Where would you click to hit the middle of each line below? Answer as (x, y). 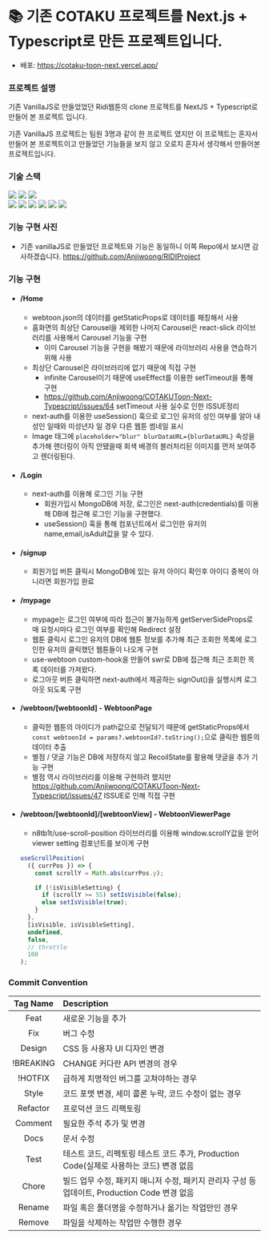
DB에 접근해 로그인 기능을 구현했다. (107, 514)
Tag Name (34, 1004)
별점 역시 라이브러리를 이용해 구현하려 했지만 (101, 777)
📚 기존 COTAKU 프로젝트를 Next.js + (128, 16)
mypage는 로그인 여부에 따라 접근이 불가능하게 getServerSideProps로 (143, 619)
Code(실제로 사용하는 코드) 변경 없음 (128, 1165)
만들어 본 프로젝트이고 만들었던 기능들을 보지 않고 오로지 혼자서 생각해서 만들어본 (134, 144)
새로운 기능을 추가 (94, 1018)
